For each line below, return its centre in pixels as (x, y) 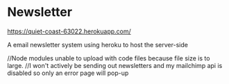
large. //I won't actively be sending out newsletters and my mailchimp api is (115, 65)
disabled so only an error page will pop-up (68, 73)
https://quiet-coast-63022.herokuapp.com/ (69, 31)
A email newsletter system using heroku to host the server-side (98, 44)
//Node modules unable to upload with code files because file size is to (109, 58)
